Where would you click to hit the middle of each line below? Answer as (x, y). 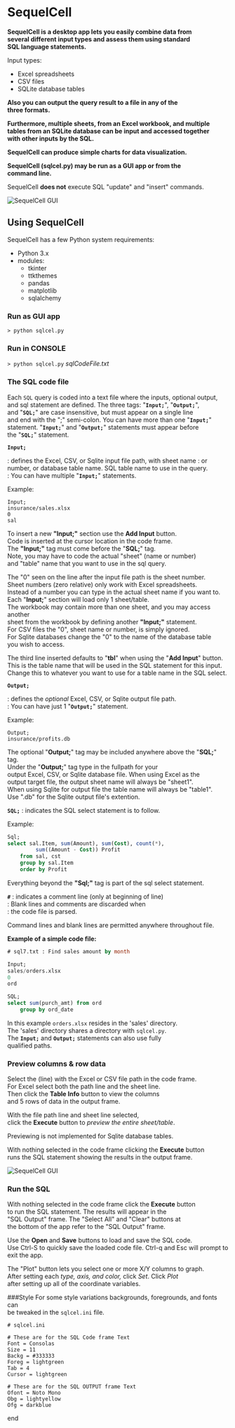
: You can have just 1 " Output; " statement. (68, 706)
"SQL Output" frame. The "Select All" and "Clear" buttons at (94, 1219)
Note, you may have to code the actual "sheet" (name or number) (102, 555)
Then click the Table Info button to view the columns (83, 1094)
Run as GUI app (34, 316)
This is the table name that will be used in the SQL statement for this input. (115, 665)
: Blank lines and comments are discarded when (76, 903)
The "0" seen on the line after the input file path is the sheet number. (106, 577)
